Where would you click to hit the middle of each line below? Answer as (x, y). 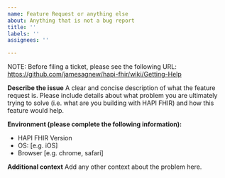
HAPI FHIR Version (45, 138)
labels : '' (23, 34)
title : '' (22, 27)
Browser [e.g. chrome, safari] (61, 153)
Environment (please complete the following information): (95, 124)
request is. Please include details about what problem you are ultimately (112, 96)
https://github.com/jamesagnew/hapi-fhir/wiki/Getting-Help (95, 74)
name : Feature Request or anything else (68, 14)
